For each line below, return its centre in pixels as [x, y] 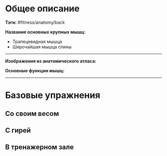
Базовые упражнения [53, 95]
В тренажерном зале [40, 147]
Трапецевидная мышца [37, 41]
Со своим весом [32, 114]
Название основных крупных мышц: [45, 32]
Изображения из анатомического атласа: [51, 61]
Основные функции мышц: [35, 70]
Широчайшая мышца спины [42, 47]
